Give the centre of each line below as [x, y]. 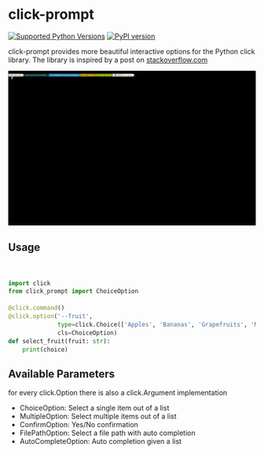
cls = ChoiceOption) [88, 333]
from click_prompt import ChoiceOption [73, 291]
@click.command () [37, 308]
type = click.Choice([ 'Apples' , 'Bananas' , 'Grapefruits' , [152, 324]
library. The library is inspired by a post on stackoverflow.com [108, 60]
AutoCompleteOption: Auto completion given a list [101, 441]
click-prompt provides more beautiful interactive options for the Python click [132, 51]
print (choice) [45, 350]
